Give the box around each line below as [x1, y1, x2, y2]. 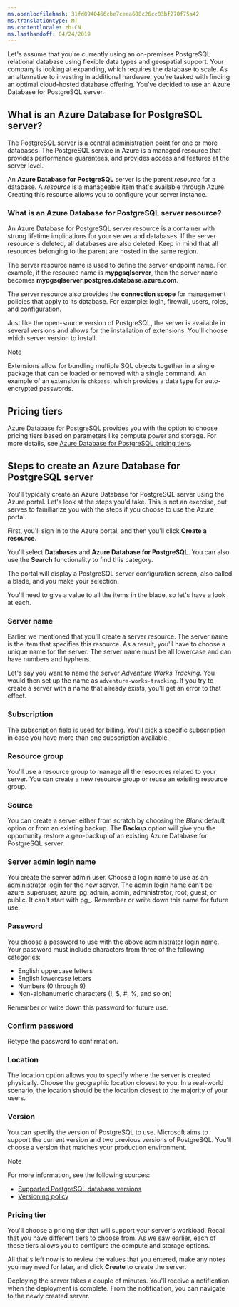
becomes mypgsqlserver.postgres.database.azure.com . [7, 276, 178, 285]
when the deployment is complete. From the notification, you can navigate [7, 1283, 225, 1292]
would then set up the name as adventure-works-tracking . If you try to [7, 676, 214, 685]
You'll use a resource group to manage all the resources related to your [7, 767, 216, 775]
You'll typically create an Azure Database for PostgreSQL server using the [7, 489, 225, 498]
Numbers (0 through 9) [17, 982, 86, 990]
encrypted [7, 385, 38, 393]
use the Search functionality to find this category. [7, 555, 153, 564]
